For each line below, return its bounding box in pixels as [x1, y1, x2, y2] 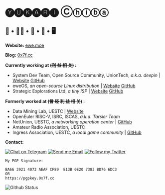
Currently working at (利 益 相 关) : [5, 62, 77, 68]
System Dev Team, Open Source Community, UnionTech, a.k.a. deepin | [12, 72, 161, 78]
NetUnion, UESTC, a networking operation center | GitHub [12, 119, 132, 125]
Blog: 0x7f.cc [5, 52, 33, 58]
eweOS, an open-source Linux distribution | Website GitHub [12, 83, 136, 89]
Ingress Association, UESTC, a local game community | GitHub [12, 129, 142, 135]
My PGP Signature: [5, 158, 43, 163]
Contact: [5, 139, 24, 145]
